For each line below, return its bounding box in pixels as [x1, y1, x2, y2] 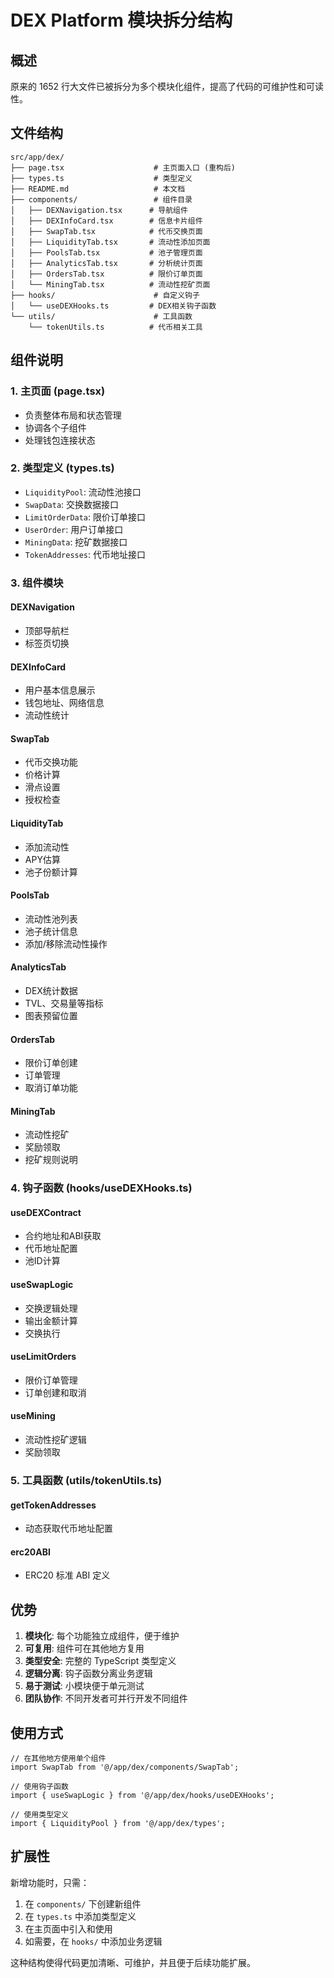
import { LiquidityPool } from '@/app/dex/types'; [10, 1819, 226, 1829]
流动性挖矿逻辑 [24, 1434, 87, 1446]
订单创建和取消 [24, 1386, 87, 1398]
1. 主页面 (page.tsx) [10, 384, 106, 398]
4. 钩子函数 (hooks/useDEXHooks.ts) [10, 1181, 193, 1195]
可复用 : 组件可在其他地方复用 [24, 1642, 145, 1655]
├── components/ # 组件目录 [10, 194, 193, 205]
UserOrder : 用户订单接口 [24, 523, 124, 535]
